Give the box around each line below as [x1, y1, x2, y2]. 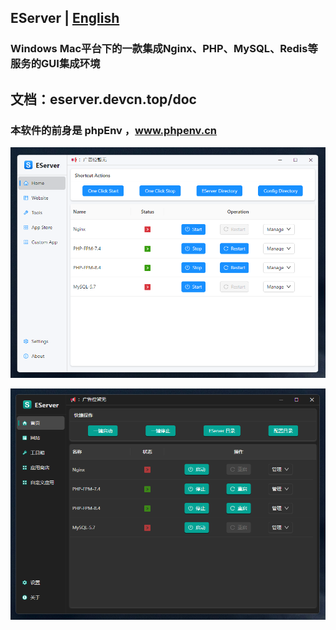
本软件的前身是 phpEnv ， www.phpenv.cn [10, 123, 217, 137]
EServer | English [10, 10, 120, 27]
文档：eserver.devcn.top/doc [10, 91, 197, 108]
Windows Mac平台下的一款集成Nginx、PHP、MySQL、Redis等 [10, 42, 318, 56]
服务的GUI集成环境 [10, 57, 101, 71]
